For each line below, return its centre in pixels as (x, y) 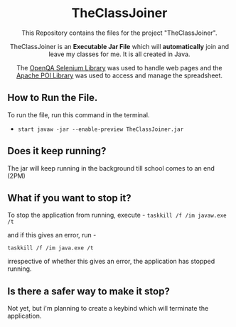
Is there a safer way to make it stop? (89, 291)
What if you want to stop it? (69, 198)
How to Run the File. (53, 98)
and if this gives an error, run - (52, 235)
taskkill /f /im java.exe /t (50, 248)
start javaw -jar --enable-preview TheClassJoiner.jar (101, 129)
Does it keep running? (57, 151)
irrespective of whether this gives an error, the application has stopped (111, 262)
